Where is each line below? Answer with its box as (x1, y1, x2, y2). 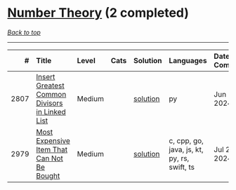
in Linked (36, 107, 67, 116)
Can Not (36, 153, 63, 163)
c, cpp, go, (169, 135, 204, 145)
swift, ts (169, 162, 195, 172)
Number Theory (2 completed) (7, 5, 190, 21)
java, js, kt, (169, 144, 204, 154)
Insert (36, 72, 55, 81)
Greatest (36, 81, 65, 90)
